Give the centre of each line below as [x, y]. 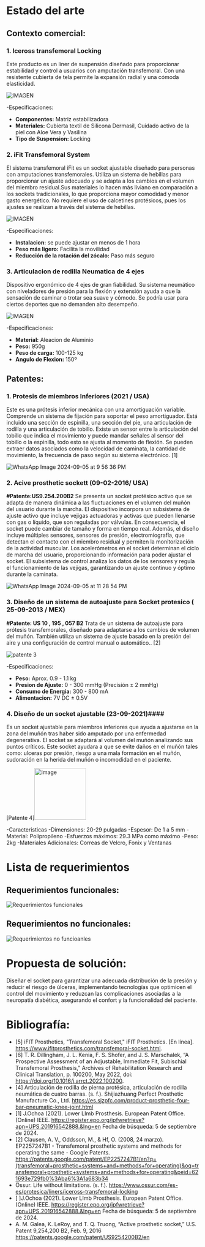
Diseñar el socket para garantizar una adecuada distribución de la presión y [102, 980]
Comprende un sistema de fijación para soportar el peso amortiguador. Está [102, 416]
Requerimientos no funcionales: [69, 924]
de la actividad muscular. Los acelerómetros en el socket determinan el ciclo [103, 548]
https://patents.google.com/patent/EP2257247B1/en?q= [86, 1159]
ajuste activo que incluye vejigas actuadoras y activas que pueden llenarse [101, 516]
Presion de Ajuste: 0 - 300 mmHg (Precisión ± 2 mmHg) [87, 684]
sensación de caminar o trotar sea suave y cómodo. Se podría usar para [97, 298]
